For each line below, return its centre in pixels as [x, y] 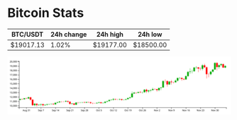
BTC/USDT [28, 35]
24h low [150, 35]
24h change [69, 35]
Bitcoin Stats [46, 13]
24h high [110, 35]
